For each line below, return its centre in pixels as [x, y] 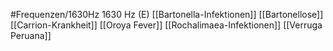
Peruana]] [31, 35]
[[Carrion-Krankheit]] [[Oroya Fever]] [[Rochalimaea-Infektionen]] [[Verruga [166, 25]
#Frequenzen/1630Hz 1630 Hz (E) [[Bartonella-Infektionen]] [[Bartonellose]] [167, 14]
